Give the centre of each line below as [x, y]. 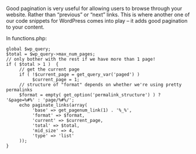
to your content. [25, 27]
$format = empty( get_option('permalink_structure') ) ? [90, 95]
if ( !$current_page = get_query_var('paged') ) [80, 75]
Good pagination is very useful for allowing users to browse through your [94, 8]
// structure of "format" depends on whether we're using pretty [100, 85]
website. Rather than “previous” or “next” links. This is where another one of [98, 15]
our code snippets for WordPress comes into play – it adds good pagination [97, 21]
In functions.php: [27, 38]
